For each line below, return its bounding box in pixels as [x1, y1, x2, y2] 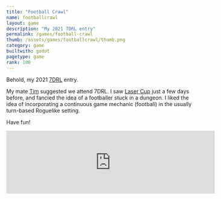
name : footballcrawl [6, 14, 59, 21]
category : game [6, 43, 45, 49]
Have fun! [6, 118, 31, 125]
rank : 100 [6, 59, 31, 65]
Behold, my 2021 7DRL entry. [6, 76, 78, 83]
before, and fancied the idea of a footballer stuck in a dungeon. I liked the [6, 94, 189, 101]
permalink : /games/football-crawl [6, 31, 94, 37]
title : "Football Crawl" [6, 8, 69, 15]
